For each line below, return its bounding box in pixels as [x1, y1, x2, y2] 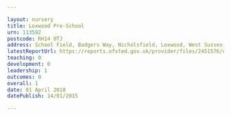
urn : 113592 [7, 29, 41, 36]
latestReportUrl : [7, 48, 57, 55]
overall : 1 [7, 80, 38, 86]
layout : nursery [7, 16, 54, 23]
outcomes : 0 [7, 73, 41, 80]
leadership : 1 [7, 67, 48, 74]
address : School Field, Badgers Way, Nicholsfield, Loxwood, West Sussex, [7, 42, 226, 49]
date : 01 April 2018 [7, 86, 67, 93]
